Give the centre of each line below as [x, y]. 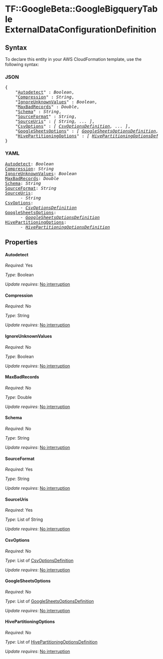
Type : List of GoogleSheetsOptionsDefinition [49, 601]
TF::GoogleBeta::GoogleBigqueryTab [81, 9]
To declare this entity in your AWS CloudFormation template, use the [73, 59]
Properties [21, 242]
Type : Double [18, 397]
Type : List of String [24, 519]
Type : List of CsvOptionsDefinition [39, 560]
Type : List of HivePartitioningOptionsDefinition [51, 642]
